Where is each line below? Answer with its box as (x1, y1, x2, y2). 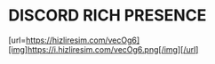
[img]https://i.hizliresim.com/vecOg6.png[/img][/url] (8, 44, 199, 54)
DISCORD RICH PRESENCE (8, 5, 207, 26)
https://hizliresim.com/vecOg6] (25, 35, 140, 45)
